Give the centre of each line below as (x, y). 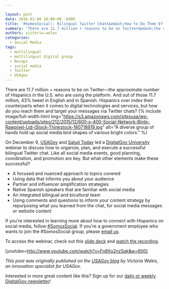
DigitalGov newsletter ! (28, 281)
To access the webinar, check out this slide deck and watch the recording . (82, 241)
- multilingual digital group (41, 56)
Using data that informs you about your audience (63, 179)
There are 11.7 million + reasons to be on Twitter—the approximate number (82, 90)
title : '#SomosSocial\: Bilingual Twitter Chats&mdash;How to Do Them (81, 24)
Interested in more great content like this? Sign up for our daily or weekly (80, 276)
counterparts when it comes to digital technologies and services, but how (81, 106)
